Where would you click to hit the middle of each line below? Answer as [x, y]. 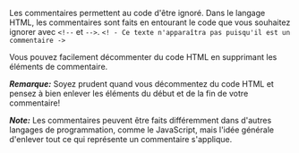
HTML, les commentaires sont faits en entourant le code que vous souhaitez [150, 22]
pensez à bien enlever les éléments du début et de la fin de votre [129, 93]
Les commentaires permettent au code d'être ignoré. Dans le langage [137, 13]
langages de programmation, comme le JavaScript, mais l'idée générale [142, 130]
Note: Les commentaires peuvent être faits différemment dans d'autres [141, 120]
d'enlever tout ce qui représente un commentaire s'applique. [121, 139]
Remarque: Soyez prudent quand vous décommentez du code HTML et [142, 84]
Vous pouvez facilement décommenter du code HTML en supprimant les [143, 57]
